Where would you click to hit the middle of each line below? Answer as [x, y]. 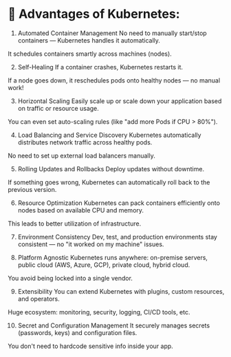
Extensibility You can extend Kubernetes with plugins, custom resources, [121, 291]
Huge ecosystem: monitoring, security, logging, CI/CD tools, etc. [99, 312]
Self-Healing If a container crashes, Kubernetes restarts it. [100, 67]
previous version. [32, 189]
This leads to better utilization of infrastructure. [75, 224]
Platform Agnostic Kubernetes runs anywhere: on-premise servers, [113, 257]
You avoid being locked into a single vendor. [70, 278]
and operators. [39, 299]
